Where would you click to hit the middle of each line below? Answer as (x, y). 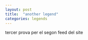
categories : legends (26, 19)
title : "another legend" (32, 14)
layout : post (19, 10)
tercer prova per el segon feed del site (44, 33)
